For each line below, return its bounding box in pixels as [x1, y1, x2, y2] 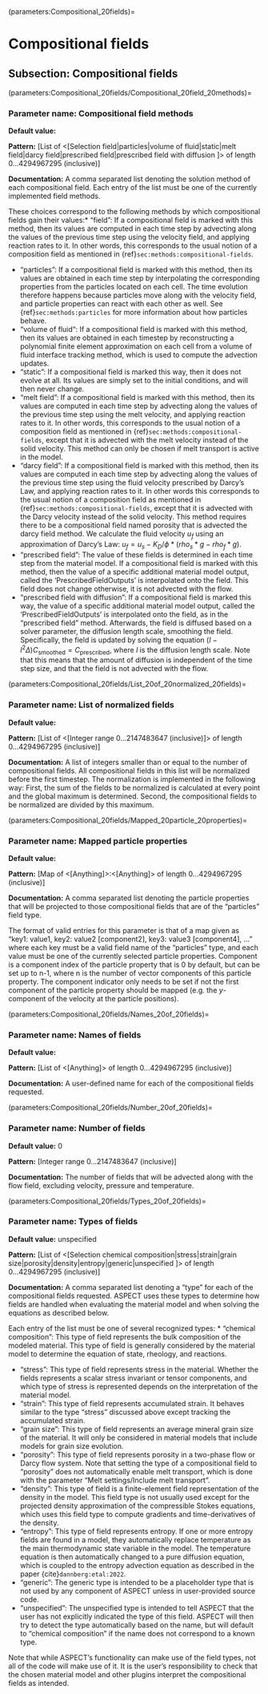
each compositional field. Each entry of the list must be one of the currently [8, 183, 258, 192]
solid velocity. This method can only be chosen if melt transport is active [19, 444, 260, 454]
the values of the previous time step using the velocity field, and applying [8, 232, 250, 242]
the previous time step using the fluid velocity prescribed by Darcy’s [19, 478, 245, 487]
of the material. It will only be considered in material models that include [19, 1433, 258, 1442]
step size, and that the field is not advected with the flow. [19, 664, 209, 673]
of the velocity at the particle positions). [47, 993, 179, 1003]
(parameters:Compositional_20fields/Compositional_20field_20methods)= [8, 88, 252, 97]
